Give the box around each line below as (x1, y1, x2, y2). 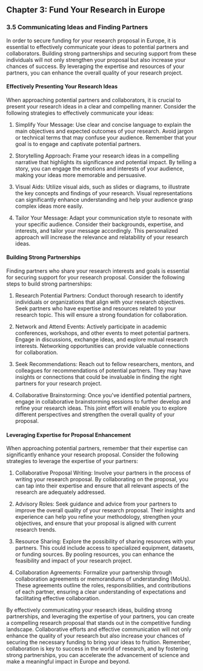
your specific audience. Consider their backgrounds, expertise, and (15, 221, 184, 228)
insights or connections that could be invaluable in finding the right (15, 373, 182, 381)
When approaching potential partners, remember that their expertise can (6, 445, 188, 452)
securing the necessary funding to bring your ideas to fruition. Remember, (6, 639, 191, 646)
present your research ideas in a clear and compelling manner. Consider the (6, 102, 196, 110)
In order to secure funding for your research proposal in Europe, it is (6, 36, 177, 44)
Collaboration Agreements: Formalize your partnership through (15, 569, 172, 576)
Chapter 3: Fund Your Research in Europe (6, 5, 165, 15)
